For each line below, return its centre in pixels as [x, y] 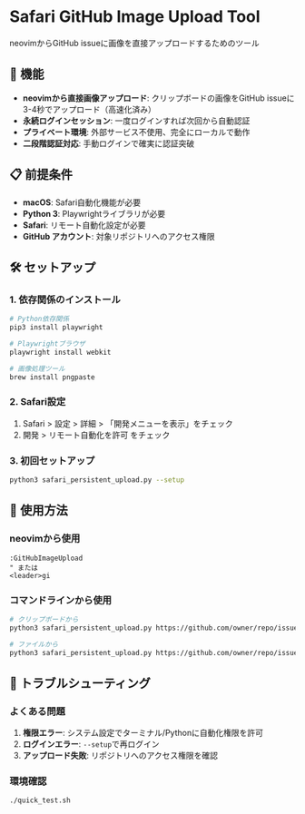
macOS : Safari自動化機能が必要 [82, 202]
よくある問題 [38, 711]
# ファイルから [34, 644]
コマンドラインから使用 [60, 600]
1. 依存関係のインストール [65, 299]
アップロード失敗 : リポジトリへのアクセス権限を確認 [120, 756]
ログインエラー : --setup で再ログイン [91, 744]
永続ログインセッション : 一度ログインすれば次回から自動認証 [136, 121]
